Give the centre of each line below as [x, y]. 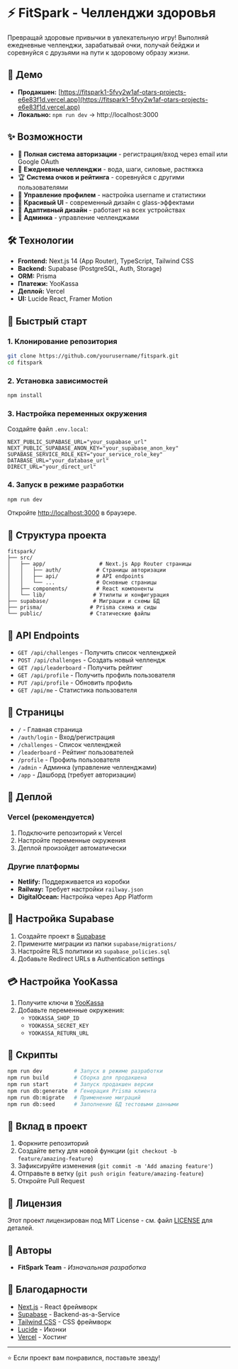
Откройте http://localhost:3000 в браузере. [72, 513]
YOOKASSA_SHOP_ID [54, 1018]
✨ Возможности [45, 137]
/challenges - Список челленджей [69, 744]
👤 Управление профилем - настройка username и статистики [112, 194]
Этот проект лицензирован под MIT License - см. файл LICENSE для [110, 1221]
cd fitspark [25, 362]
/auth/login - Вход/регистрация [66, 737]
